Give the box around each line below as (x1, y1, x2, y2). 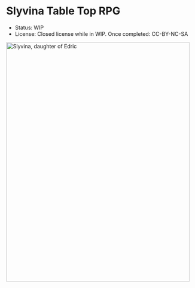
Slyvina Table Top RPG (6, 4, 121, 18)
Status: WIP (14, 24, 44, 31)
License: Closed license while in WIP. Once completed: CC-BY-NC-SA (14, 30, 188, 37)
